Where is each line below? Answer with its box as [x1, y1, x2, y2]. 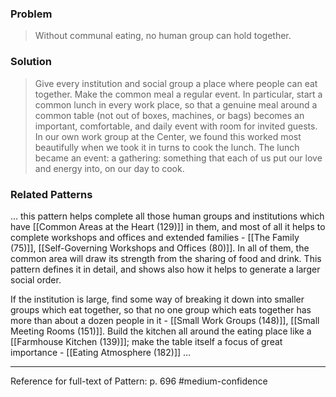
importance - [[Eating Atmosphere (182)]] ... [10, 346, 192, 358]
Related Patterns [10, 187, 93, 201]
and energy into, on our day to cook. [34, 162, 185, 174]
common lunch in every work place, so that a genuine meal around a [34, 98, 318, 111]
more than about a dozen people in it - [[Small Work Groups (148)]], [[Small [10, 314, 320, 326]
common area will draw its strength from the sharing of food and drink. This [10, 252, 322, 264]
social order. [10, 273, 62, 286]
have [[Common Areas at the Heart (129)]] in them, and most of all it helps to [10, 220, 326, 232]
